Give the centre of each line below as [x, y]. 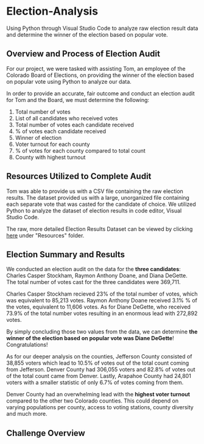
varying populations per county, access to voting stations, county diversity [100, 407]
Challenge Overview [46, 433]
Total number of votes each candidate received [74, 125]
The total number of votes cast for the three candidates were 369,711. [93, 282]
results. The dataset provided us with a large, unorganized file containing [98, 197]
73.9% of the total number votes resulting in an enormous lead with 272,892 [102, 313]
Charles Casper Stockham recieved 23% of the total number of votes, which [102, 294]
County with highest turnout [50, 157]
